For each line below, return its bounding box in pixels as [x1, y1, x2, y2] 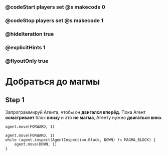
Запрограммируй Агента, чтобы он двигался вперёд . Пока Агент [5, 109, 146, 115]
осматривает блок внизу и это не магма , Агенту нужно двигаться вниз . [5, 114, 163, 120]
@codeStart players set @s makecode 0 [5, 4, 105, 11]
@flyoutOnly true [5, 57, 49, 64]
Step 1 [5, 96, 25, 104]
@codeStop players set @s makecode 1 [5, 17, 104, 24]
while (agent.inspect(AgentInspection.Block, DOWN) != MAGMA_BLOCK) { [5, 137, 156, 142]
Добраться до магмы [5, 76, 100, 87]
